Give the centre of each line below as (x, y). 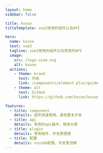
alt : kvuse (25, 65)
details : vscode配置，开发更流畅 (46, 143)
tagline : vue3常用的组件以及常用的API (46, 51)
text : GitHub (32, 92)
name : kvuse (22, 42)
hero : (11, 37)
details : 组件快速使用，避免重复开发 (48, 115)
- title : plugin (26, 129)
